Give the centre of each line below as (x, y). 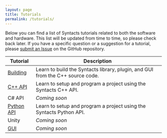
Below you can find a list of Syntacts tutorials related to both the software (80, 33)
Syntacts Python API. (60, 112)
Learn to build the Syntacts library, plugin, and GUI (94, 69)
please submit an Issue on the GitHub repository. (55, 49)
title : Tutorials (23, 14)
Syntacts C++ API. (57, 90)
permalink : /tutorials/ (30, 19)
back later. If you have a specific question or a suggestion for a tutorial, (78, 44)
